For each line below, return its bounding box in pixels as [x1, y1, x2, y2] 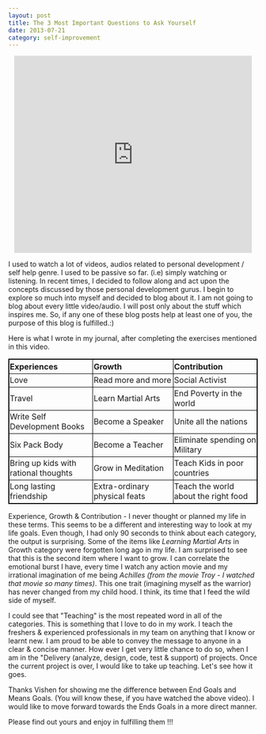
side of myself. [8, 596, 57, 605]
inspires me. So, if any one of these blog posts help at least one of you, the [8, 310, 253, 320]
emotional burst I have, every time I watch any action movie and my [8, 562, 228, 572]
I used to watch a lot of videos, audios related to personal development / [8, 259, 245, 269]
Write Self [9, 411, 47, 422]
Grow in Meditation [93, 463, 165, 474]
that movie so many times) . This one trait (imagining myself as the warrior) [8, 579, 252, 588]
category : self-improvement [8, 33, 101, 42]
